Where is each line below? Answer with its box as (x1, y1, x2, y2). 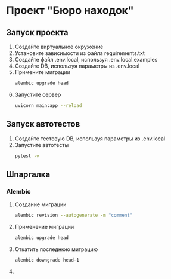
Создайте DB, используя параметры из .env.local (14, 62, 140, 69)
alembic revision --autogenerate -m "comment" (14, 213, 133, 219)
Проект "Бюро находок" (6, 4, 134, 17)
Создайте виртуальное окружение (14, 43, 104, 50)
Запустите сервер (14, 91, 61, 98)
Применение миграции (14, 223, 74, 230)
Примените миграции (14, 69, 70, 75)
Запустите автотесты (14, 141, 69, 148)
